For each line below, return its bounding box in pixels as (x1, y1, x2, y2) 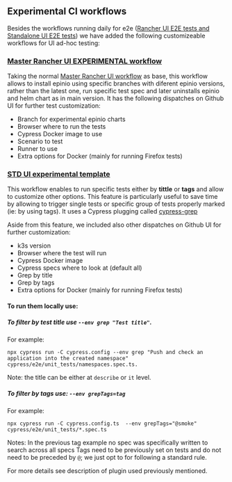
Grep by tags (17, 278, 55, 287)
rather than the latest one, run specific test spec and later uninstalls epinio (7, 87, 220, 95)
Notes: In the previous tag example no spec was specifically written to (7, 438, 208, 447)
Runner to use (17, 145, 58, 153)
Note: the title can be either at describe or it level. (7, 373, 151, 381)
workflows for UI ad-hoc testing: (7, 38, 101, 47)
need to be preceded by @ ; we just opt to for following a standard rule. (7, 453, 207, 461)
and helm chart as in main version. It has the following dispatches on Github (7, 94, 224, 103)
